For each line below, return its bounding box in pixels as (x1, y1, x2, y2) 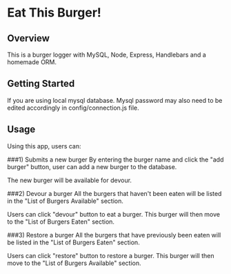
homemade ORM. (7, 58, 57, 66)
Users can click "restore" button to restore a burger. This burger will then (7, 251, 214, 260)
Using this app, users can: (7, 141, 81, 150)
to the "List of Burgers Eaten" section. (7, 217, 115, 226)
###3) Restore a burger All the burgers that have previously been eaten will (7, 231, 221, 239)
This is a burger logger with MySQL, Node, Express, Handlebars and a (7, 50, 207, 59)
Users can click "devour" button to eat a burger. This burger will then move (7, 210, 221, 218)
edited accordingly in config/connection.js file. (7, 104, 139, 112)
